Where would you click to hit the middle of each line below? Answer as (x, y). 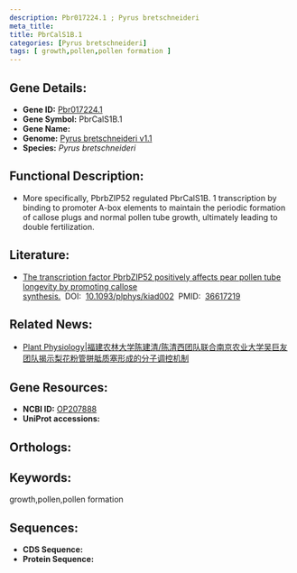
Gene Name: (46, 128)
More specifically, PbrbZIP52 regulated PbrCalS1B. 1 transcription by (149, 198)
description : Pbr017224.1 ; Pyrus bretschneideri (105, 18)
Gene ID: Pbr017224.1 (62, 109)
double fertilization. (58, 226)
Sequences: (44, 527)
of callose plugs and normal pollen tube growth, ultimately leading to (150, 217)
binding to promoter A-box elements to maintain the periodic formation (154, 208)
